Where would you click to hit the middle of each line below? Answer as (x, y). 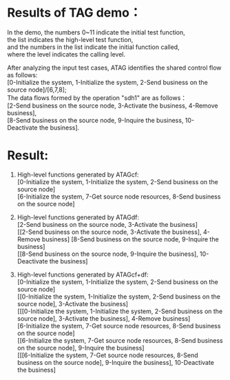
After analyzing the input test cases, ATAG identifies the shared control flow (114, 68)
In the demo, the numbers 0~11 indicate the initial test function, (96, 32)
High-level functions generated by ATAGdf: (78, 217)
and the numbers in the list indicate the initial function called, (94, 47)
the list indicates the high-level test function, (70, 39)
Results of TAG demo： (74, 13)
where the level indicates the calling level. (66, 54)
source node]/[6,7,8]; (37, 90)
